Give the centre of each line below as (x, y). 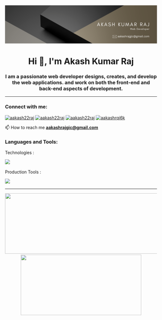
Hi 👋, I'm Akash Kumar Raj (81, 61)
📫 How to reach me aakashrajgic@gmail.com (52, 128)
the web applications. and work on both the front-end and (81, 83)
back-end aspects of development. (81, 89)
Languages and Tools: (31, 142)
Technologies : (20, 152)
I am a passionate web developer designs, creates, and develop (81, 76)
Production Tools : (23, 172)
